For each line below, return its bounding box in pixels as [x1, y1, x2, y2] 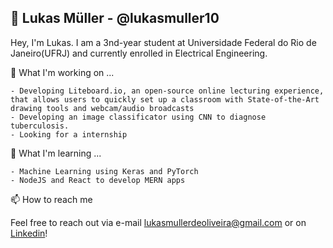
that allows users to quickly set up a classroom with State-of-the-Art [10, 94, 320, 105]
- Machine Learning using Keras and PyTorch [10, 166, 199, 176]
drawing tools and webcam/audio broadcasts [10, 103, 195, 113]
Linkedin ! [10, 227, 48, 239]
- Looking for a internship [10, 129, 128, 140]
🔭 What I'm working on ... [10, 66, 115, 78]
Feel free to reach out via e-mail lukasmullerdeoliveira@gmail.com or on [10, 216, 307, 228]
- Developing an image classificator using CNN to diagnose [10, 112, 267, 122]
